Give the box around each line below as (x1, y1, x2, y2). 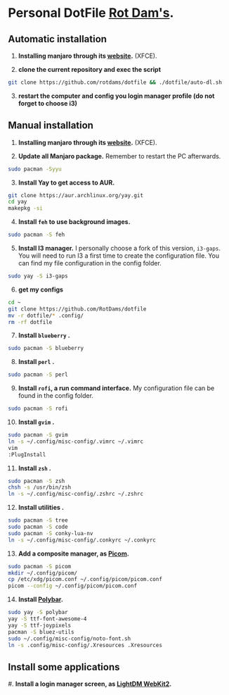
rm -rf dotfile (8, 318, 53, 325)
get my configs (18, 285, 64, 294)
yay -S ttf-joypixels (8, 622, 72, 629)
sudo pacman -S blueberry (8, 345, 84, 352)
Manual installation (8, 120, 94, 132)
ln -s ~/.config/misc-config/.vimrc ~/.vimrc (8, 438, 143, 445)
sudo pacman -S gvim (8, 432, 69, 439)
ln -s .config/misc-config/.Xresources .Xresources (8, 641, 162, 649)
